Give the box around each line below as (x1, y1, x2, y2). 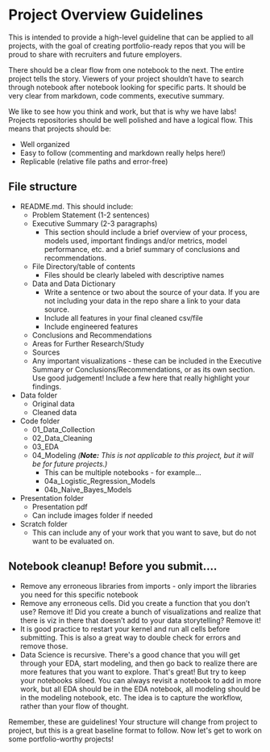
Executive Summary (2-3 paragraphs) (31, 218, 158, 228)
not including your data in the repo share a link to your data (44, 296, 241, 305)
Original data (31, 398, 75, 409)
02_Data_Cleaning (31, 433, 93, 443)
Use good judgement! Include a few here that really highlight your (31, 373, 250, 383)
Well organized (19, 139, 70, 149)
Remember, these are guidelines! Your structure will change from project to (8, 716, 258, 726)
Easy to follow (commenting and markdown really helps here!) (19, 148, 226, 158)
